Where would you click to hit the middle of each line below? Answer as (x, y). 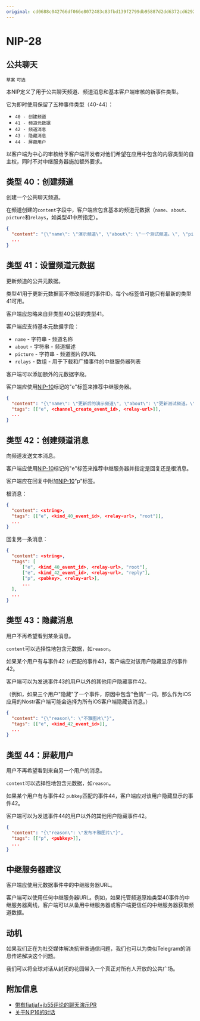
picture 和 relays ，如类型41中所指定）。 (54, 218)
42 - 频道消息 (30, 129)
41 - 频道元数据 (33, 123)
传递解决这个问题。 (35, 956)
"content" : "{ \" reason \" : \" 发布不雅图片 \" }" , (68, 833)
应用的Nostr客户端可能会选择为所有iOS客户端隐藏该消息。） (79, 702)
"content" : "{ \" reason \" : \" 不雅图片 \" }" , (63, 718)
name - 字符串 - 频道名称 (44, 339)
